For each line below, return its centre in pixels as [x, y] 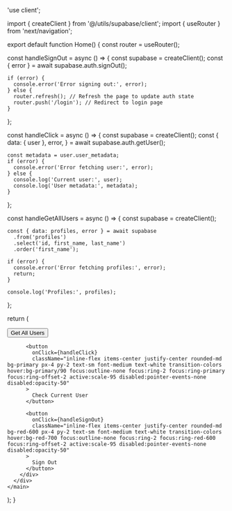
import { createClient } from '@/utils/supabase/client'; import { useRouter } [114, 23]
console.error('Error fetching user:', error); [84, 167]
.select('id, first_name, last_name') [70, 243]
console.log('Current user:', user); [68, 180]
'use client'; [24, 10]
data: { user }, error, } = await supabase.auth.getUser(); [86, 143]
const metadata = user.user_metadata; [63, 155]
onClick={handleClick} [65, 353]
